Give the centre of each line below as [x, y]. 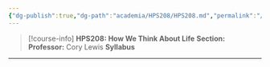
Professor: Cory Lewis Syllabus [81, 47]
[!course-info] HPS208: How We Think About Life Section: [127, 38]
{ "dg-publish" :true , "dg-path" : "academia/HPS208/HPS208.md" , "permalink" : [133, 16]
